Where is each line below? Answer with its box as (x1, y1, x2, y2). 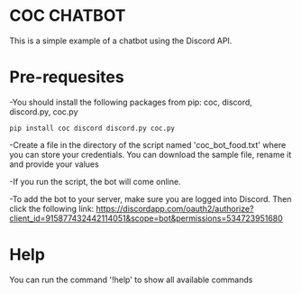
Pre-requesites (9, 67, 124, 87)
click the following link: (9, 203, 95, 214)
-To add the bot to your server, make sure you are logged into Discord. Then (9, 193, 292, 204)
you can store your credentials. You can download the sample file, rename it (9, 149, 292, 160)
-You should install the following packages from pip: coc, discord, (9, 96, 252, 107)
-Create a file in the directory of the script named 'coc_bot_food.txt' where (9, 139, 287, 150)
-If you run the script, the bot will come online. (9, 176, 182, 187)
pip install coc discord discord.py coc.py (9, 124, 176, 133)
